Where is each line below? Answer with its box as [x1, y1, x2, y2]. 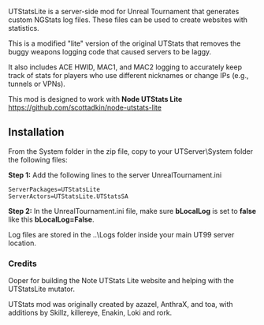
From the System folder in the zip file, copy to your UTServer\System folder [8, 146, 254, 156]
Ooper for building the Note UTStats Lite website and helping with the [8, 276, 234, 286]
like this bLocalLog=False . [8, 215, 95, 224]
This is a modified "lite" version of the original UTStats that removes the [8, 39, 241, 48]
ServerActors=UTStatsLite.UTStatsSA [8, 192, 128, 200]
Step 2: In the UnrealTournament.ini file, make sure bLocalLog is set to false [8, 206, 257, 215]
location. [8, 238, 37, 248]
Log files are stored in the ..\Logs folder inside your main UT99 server [8, 230, 235, 239]
